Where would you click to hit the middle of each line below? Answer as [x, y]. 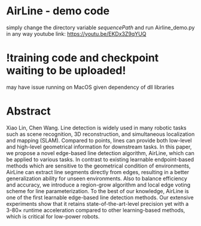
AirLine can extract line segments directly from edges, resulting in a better [98, 172]
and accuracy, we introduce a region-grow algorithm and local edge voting [98, 185]
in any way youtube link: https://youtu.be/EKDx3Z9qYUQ [76, 33]
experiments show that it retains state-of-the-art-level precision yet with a [98, 203]
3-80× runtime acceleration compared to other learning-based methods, [96, 210]
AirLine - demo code [58, 11]
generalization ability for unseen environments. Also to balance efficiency [97, 178]
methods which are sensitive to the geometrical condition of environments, [98, 166]
